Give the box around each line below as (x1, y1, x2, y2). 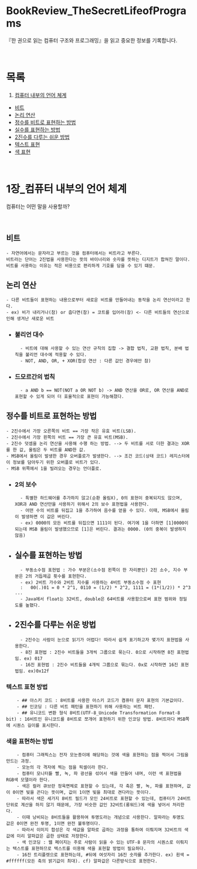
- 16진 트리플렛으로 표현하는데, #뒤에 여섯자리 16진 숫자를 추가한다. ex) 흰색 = (16, 852, 189, 858)
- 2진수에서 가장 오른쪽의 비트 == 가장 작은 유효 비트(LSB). (6, 428, 137, 434)
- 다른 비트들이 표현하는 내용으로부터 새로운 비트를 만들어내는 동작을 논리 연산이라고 (6, 297, 184, 303)
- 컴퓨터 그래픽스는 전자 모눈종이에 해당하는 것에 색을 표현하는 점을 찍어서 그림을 (16, 752, 189, 758)
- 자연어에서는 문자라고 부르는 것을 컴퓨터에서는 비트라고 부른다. (6, 250, 142, 256)
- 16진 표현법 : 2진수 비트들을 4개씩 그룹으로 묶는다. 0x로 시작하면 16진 (20, 661, 179, 668)
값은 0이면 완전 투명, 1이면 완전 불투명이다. (6, 821, 101, 827)
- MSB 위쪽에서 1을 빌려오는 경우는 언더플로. (6, 466, 102, 472)
